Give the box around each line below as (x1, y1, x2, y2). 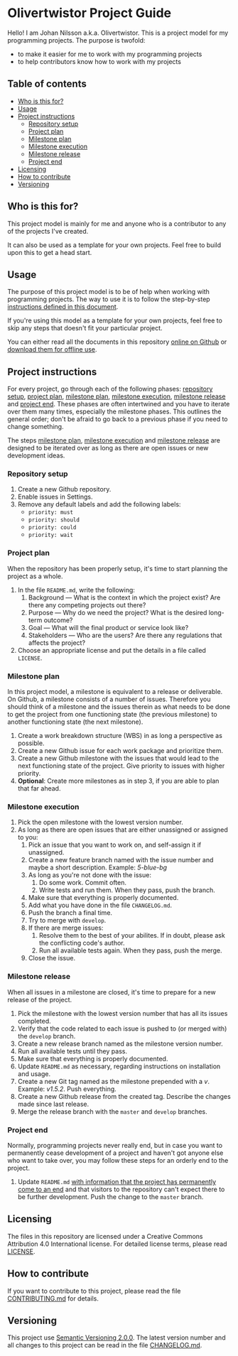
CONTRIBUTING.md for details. (7, 1294, 99, 1303)
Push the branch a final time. (28, 908, 112, 917)
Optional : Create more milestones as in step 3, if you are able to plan (17, 776, 220, 786)
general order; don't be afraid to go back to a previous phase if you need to (7, 415, 229, 423)
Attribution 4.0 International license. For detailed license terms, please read (7, 1240, 227, 1248)
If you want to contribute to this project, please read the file (7, 1286, 181, 1295)
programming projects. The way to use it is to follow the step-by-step (7, 295, 211, 303)
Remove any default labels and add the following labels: (17, 500, 181, 509)
